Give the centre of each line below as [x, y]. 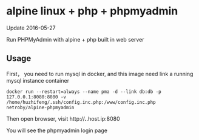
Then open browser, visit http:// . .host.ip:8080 [63, 118]
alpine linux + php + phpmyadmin [92, 11]
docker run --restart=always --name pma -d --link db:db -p [84, 92]
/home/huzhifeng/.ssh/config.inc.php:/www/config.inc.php [81, 102]
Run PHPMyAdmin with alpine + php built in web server [75, 39]
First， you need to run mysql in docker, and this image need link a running [100, 74]
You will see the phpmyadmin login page [57, 130]
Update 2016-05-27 [31, 28]
